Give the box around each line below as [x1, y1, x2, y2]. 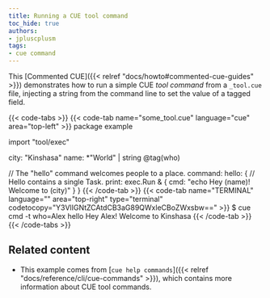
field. [8, 98, 26, 107]
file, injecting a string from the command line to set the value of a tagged [8, 89, 251, 98]
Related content [8, 243, 91, 257]
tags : [8, 42, 27, 50]
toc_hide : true [8, 19, 60, 27]
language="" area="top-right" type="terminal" [8, 195, 163, 204]
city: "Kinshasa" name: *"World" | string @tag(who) [8, 153, 180, 162]
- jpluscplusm [8, 34, 57, 43]
